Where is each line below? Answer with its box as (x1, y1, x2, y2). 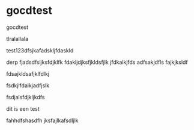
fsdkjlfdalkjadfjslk (6, 82, 50, 89)
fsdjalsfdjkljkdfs (6, 93, 45, 101)
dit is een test (6, 105, 40, 112)
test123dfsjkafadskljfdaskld (6, 46, 74, 54)
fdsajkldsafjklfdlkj (6, 70, 50, 77)
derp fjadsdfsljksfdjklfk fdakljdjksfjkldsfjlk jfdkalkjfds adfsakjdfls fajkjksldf (6, 58, 188, 66)
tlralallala (6, 35, 29, 42)
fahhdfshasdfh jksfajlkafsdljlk (6, 117, 79, 124)
